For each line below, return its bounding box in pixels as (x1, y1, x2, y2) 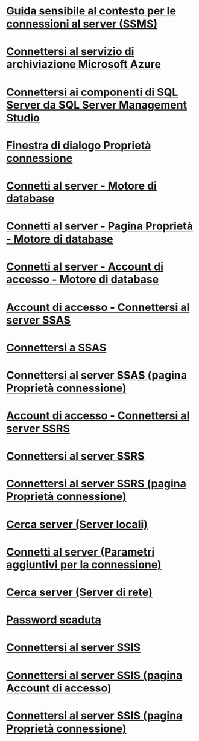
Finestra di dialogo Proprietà (6, 138, 151, 152)
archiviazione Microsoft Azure (6, 57, 162, 71)
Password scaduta (6, 613, 101, 627)
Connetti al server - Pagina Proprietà (6, 219, 194, 233)
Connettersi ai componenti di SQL (6, 85, 178, 99)
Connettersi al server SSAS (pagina (6, 368, 187, 382)
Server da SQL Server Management (6, 98, 188, 112)
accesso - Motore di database (6, 273, 159, 286)
